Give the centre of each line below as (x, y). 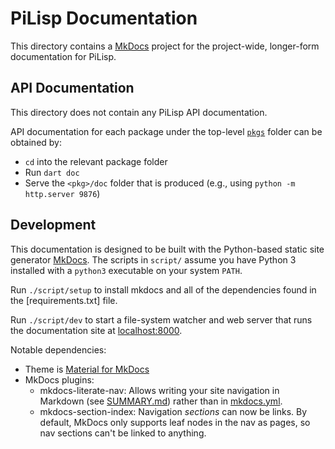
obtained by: (36, 142)
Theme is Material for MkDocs (87, 369)
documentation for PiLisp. (63, 56)
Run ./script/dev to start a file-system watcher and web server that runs (161, 319)
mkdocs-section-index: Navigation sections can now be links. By (173, 411)
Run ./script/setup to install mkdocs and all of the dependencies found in (163, 289)
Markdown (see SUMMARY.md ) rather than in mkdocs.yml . (161, 401)
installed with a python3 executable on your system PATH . (126, 270)
